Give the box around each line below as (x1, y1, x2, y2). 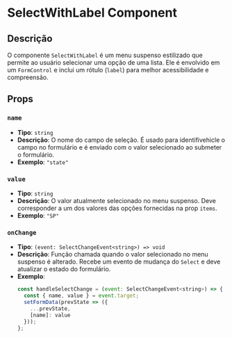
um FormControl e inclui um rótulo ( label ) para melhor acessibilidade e (7, 66, 209, 74)
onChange (7, 228, 37, 236)
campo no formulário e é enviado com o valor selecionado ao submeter (17, 143, 222, 151)
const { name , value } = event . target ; (24, 292, 140, 300)
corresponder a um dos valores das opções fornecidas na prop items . (17, 204, 217, 212)
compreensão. (7, 73, 49, 81)
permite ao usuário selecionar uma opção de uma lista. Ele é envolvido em (7, 58, 220, 67)
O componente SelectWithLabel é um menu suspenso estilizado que (7, 51, 203, 59)
